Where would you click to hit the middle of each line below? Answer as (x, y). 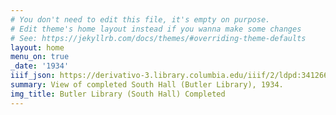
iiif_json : (33, 76)
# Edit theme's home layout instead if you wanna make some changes (156, 29)
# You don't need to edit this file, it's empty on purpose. (140, 19)
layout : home (37, 47)
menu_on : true (40, 57)
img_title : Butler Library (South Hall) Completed (118, 94)
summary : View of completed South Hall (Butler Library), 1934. (147, 85)
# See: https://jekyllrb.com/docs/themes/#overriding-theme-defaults (158, 38)
